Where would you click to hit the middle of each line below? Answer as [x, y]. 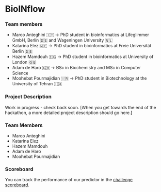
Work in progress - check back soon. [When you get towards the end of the [81, 107]
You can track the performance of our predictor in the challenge [69, 180]
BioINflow [25, 9]
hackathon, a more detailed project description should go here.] [69, 113]
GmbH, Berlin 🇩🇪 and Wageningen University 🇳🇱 [62, 40]
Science [20, 73]
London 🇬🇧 [24, 62]
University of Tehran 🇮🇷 [37, 84]
